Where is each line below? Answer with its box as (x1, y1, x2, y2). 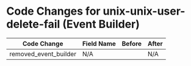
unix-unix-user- (103, 4, 186, 18)
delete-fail (6, 17, 60, 31)
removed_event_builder (9, 50, 77, 58)
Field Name (82, 39, 116, 48)
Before (121, 39, 142, 48)
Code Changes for (6, 4, 101, 18)
